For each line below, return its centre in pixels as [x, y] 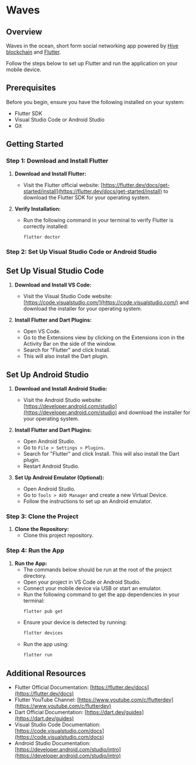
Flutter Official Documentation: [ [53, 687]
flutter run [38, 655]
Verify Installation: [38, 209]
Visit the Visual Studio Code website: [68, 297]
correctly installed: [46, 226]
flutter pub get [43, 611]
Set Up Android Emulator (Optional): [59, 477]
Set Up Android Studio [47, 375]
